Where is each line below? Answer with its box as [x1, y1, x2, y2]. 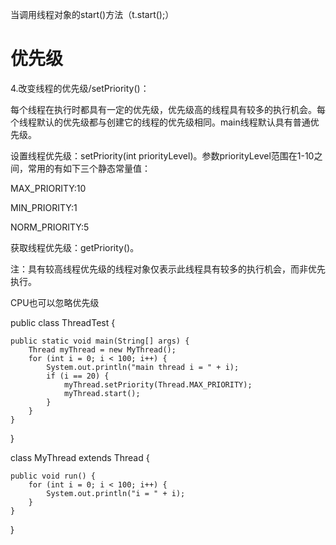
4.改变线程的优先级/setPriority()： [10, 82, 150, 94]
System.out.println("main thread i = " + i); [46, 362, 240, 372]
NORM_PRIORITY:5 [10, 221, 90, 233]
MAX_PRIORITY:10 [10, 182, 87, 194]
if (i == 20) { [46, 371, 110, 381]
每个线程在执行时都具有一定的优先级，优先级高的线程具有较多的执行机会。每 [10, 103, 326, 115]
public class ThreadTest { [10, 316, 116, 328]
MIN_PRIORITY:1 [10, 201, 78, 213]
